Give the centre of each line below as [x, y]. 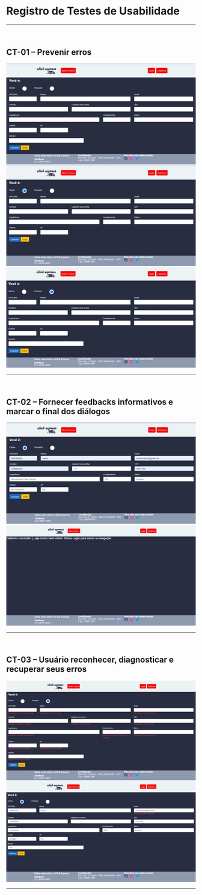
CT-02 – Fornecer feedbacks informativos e [90, 402]
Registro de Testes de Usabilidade [93, 11]
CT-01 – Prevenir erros [49, 52]
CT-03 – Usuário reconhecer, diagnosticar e [90, 660]
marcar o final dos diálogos [58, 411]
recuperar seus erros [47, 669]
